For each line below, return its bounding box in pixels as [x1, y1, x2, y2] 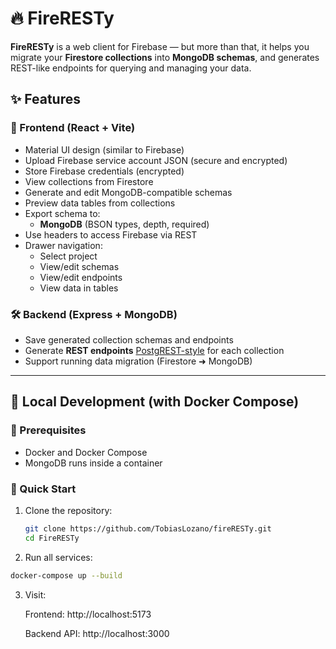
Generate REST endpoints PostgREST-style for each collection [24, 344, 285, 356]
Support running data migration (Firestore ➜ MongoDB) [24, 355, 253, 367]
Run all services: [24, 551, 93, 563]
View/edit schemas [39, 260, 120, 272]
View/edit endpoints [39, 271, 123, 283]
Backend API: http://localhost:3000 [24, 627, 170, 639]
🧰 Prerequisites [10, 423, 87, 437]
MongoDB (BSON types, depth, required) [39, 218, 210, 230]
